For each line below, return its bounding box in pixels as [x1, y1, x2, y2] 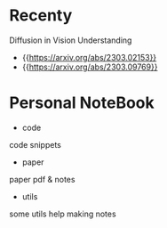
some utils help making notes [9, 208, 117, 219]
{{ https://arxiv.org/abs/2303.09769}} [21, 61, 158, 72]
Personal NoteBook [9, 93, 155, 113]
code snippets [9, 139, 62, 150]
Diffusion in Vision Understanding [9, 35, 132, 45]
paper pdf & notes [9, 174, 76, 184]
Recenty [9, 5, 73, 26]
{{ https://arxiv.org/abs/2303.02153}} [21, 52, 157, 62]
